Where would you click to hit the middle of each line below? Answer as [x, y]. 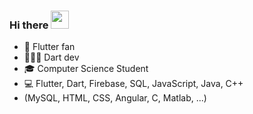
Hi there [29, 25]
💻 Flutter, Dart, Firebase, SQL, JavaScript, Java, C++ [133, 84]
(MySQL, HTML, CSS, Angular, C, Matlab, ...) [115, 98]
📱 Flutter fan [49, 47]
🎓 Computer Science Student [86, 69]
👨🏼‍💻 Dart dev [51, 57]
